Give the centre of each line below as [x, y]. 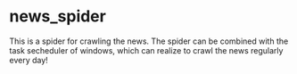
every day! [29, 60]
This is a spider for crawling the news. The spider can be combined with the [149, 41]
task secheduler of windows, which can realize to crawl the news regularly [146, 50]
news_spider [58, 16]
